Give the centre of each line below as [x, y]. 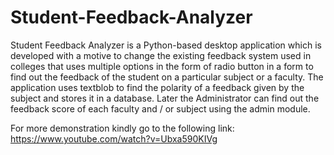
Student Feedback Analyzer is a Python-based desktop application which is [166, 45]
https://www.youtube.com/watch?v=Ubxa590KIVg [114, 138]
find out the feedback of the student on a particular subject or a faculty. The [167, 77]
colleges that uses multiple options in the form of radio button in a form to [162, 66]
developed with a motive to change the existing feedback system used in [161, 55]
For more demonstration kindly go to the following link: [122, 128]
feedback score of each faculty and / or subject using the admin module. [160, 108]
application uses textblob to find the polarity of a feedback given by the [157, 87]
